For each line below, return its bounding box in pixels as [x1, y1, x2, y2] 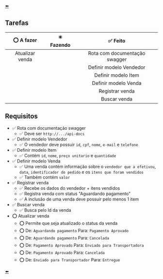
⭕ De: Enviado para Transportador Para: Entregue [19, 257, 120, 262]
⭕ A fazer [13, 37, 37, 43]
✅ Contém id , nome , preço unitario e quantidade [19, 152, 116, 159]
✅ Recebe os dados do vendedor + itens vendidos [19, 185, 120, 191]
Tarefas [5, 19, 29, 27]
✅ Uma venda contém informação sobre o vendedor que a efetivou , [19, 163, 156, 169]
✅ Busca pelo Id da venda [19, 207, 71, 213]
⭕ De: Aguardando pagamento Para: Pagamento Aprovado [19, 227, 129, 233]
